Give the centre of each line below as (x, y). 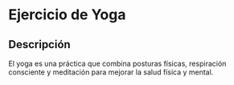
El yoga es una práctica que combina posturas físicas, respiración (117, 63)
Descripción (39, 45)
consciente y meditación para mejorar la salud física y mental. (111, 72)
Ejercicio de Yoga (67, 15)
